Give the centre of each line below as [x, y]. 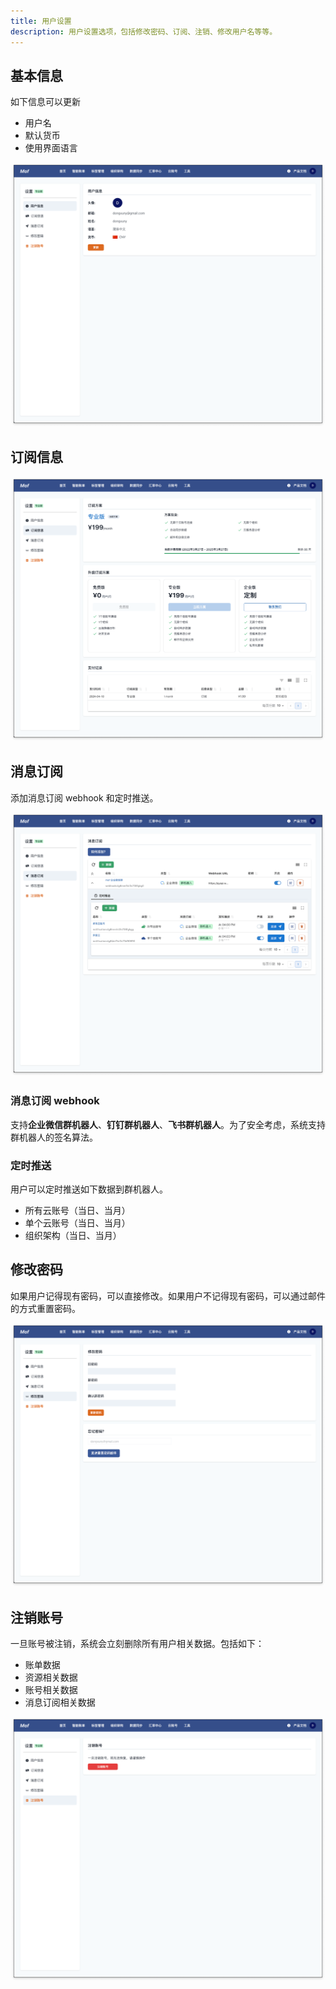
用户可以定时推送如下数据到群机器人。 [89, 1189]
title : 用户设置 [41, 21]
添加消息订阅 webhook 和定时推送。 [84, 797]
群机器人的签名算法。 [54, 1137]
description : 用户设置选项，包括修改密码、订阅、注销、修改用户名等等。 [144, 31]
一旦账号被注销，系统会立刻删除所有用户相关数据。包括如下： [137, 1644]
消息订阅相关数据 [60, 1702]
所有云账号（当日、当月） [77, 1210]
